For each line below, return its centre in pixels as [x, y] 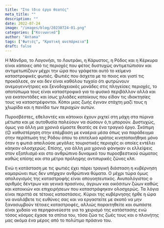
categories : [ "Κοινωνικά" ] [33, 32]
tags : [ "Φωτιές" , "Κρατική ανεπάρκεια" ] [47, 42]
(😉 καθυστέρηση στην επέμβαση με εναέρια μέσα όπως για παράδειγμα [80, 132]
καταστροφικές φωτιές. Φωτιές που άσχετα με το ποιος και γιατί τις [75, 76]
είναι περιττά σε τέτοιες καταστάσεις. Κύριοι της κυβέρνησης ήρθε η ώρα [81, 194]
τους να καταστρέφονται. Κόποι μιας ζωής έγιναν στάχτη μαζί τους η [76, 102]
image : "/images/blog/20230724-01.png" [46, 28]
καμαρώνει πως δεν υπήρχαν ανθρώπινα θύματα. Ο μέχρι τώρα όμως [77, 173]
